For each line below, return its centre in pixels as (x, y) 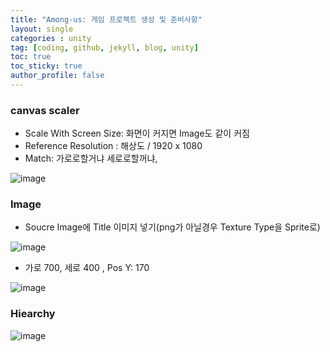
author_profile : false (57, 76)
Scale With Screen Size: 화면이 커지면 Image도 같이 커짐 (137, 133)
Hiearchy (33, 314)
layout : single (42, 29)
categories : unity (51, 38)
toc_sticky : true (46, 66)
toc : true (31, 57)
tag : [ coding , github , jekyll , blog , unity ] (104, 47)
